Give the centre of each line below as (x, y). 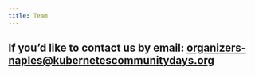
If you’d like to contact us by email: (96, 48)
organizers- (216, 48)
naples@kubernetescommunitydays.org (112, 61)
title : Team (28, 16)
